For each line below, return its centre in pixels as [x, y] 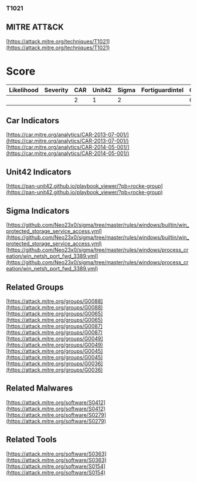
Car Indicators [33, 121]
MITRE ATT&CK [35, 27]
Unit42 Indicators [39, 172]
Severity [56, 90]
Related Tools [31, 439]
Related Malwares [40, 388]
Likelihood [24, 90]
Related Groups [35, 287]
